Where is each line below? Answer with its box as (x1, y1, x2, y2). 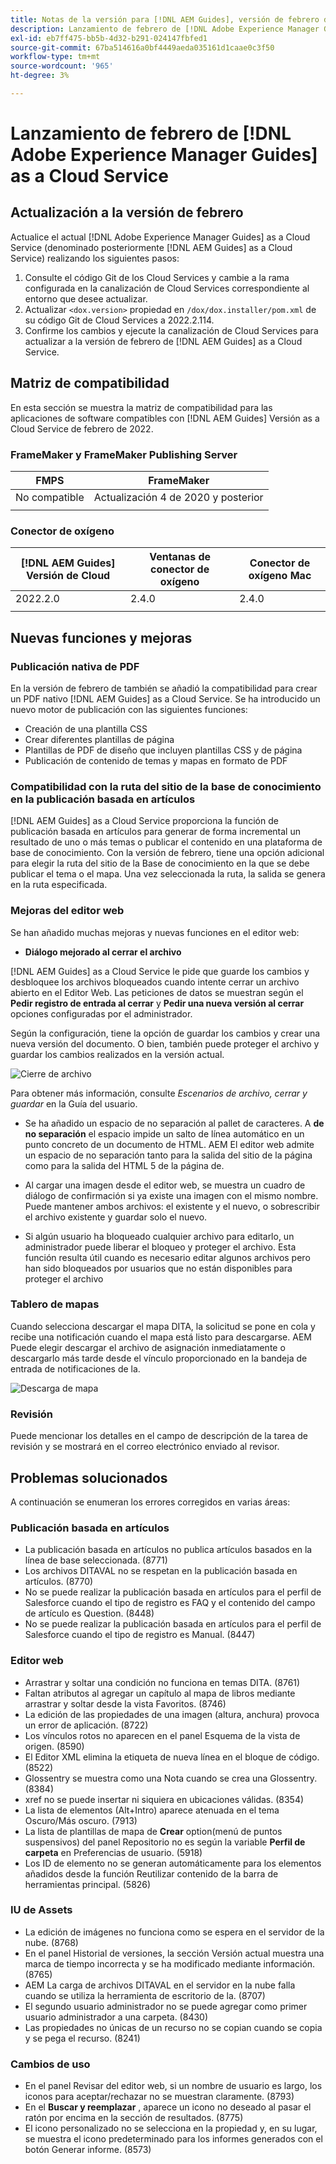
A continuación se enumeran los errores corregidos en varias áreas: (10, 1496, 291, 1508)
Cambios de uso (10, 2057, 91, 2071)
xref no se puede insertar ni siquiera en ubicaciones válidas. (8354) (24, 1793, 305, 1805)
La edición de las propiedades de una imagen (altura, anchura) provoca (24, 1708, 320, 1720)
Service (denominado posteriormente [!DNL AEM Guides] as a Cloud (10, 241, 293, 253)
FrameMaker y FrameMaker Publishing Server (10, 447, 238, 461)
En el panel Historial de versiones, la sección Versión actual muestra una (24, 1947, 325, 1959)
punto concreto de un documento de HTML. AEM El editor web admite (24, 1138, 315, 1150)
